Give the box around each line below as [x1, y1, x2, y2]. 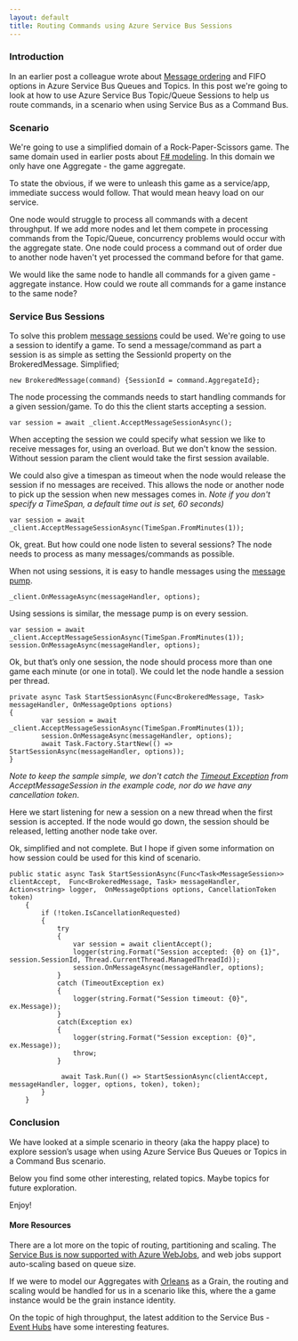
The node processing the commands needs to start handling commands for [9, 392, 286, 402]
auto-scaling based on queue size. [9, 1258, 136, 1269]
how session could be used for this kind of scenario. [9, 852, 201, 864]
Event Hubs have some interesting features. [9, 1321, 170, 1332]
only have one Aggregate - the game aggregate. [9, 161, 186, 172]
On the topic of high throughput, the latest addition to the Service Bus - [9, 1312, 270, 1322]
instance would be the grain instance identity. [9, 1295, 176, 1305]
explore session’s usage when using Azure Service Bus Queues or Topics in [9, 1146, 287, 1157]
